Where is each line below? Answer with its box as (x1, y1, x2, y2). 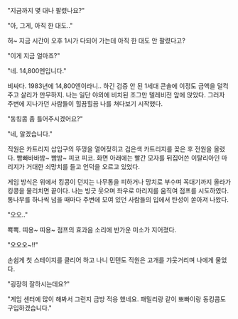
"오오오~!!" (7, 241, 38, 249)
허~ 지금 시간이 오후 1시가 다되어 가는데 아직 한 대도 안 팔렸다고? (7, 36, 186, 45)
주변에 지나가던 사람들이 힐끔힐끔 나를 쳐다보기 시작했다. (7, 99, 163, 108)
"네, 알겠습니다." (7, 130, 53, 138)
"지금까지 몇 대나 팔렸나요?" (7, 6, 85, 14)
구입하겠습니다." (7, 304, 52, 312)
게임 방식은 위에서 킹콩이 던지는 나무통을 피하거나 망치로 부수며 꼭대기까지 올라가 (7, 178, 232, 186)
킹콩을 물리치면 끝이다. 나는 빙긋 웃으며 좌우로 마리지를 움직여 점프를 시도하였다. (7, 187, 229, 195)
